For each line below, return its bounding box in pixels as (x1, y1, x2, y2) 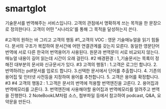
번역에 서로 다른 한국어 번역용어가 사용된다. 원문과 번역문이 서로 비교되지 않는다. (5, 49, 160, 55)
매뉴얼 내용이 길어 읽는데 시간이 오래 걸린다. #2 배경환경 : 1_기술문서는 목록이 (5, 55, 155, 61)
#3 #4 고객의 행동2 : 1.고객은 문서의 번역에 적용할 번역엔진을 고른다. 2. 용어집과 (5, 80, 159, 86)
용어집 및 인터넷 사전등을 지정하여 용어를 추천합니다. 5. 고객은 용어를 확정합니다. (5, 74, 160, 80)
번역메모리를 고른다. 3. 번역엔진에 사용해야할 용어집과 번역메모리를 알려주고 (5, 86, 151, 92)
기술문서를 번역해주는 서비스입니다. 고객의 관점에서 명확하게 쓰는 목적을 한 (5, 20, 148, 26)
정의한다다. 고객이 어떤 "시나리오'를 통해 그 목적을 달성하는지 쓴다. (10, 26, 138, 32)
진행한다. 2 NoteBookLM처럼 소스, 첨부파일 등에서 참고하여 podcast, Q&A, (10, 92, 156, 98)
